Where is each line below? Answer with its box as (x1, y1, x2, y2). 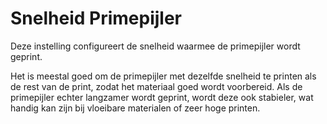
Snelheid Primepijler (10, 7, 182, 30)
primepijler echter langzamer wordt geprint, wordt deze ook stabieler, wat (10, 91, 314, 103)
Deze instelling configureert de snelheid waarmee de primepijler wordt (10, 40, 301, 52)
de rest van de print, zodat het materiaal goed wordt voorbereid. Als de (10, 80, 303, 92)
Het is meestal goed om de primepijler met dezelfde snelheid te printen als (10, 70, 317, 82)
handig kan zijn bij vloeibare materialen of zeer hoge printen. (10, 102, 261, 114)
